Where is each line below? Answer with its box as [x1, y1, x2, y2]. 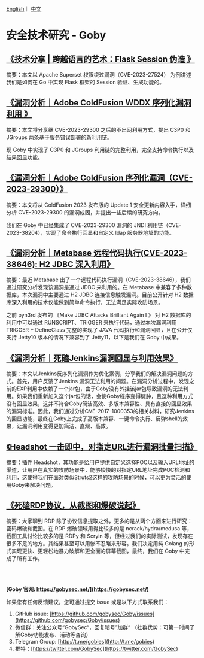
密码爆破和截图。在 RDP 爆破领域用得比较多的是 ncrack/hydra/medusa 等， [6, 524, 193, 532]
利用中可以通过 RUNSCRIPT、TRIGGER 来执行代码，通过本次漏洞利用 [6, 319, 177, 326]
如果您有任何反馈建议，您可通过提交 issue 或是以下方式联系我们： [6, 598, 169, 605]
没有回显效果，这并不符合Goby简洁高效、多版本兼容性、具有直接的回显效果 [6, 400, 193, 407]
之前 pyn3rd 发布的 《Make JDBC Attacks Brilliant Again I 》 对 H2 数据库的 [6, 311, 191, 319]
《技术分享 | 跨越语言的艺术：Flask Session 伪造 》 [6, 54, 196, 64]
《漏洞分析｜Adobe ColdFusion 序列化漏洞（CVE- [6, 173, 193, 183]
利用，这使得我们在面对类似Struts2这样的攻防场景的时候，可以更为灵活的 [6, 474, 187, 481]
